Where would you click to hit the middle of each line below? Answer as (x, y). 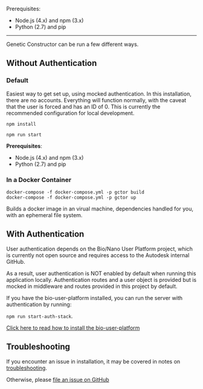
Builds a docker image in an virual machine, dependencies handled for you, (100, 209)
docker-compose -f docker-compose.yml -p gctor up (71, 197)
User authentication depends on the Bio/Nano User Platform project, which (100, 249)
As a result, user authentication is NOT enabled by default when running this (101, 273)
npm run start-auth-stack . (40, 316)
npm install (21, 124)
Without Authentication (52, 63)
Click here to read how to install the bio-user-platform (73, 328)
